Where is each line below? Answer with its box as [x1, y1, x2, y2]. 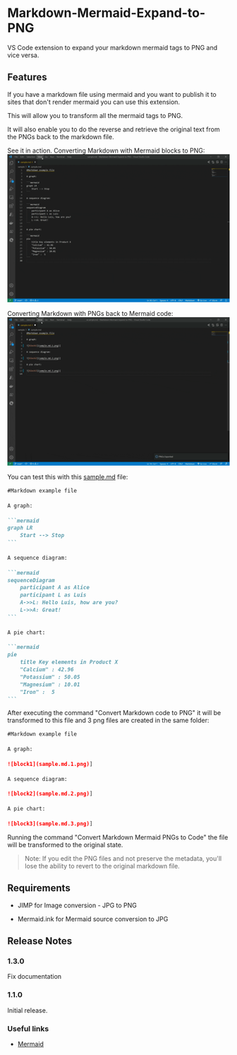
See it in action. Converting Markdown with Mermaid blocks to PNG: [7, 146, 205, 155]
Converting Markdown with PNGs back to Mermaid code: [7, 310, 174, 318]
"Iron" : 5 [20, 688, 55, 695]
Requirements [7, 882, 71, 895]
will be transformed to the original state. [7, 840, 123, 849]
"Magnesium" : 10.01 [20, 680, 80, 688]
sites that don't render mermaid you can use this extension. [7, 98, 181, 106]
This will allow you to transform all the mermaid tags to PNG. [7, 111, 183, 119]
